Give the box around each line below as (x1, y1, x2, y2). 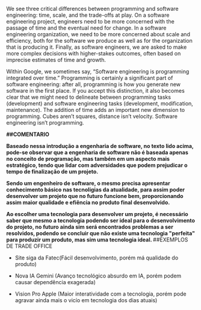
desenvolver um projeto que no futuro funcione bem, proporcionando (6, 193, 184, 199)
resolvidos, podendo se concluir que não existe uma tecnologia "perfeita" (6, 230, 196, 237)
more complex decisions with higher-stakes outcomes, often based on (6, 50, 181, 57)
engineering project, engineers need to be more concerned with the (6, 18, 175, 25)
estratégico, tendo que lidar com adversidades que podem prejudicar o (6, 162, 188, 169)
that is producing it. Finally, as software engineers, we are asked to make (6, 43, 187, 51)
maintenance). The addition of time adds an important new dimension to (6, 107, 185, 113)
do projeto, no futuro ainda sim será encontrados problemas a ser (6, 223, 173, 231)
